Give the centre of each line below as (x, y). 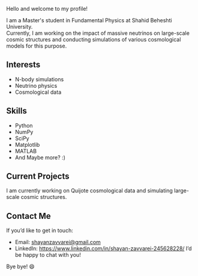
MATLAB (26, 151)
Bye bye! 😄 (20, 266)
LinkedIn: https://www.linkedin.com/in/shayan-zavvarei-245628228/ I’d (103, 248)
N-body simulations (39, 79)
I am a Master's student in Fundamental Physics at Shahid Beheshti (89, 20)
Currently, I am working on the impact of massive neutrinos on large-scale (98, 33)
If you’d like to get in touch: (40, 230)
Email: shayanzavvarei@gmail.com (58, 242)
